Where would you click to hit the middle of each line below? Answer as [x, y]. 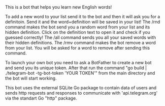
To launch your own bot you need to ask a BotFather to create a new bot [78, 63]
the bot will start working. [31, 78]
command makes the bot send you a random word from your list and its [78, 27]
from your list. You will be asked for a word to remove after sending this [78, 48]
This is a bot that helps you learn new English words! [59, 7]
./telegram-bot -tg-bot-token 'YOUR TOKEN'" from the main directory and [80, 73]
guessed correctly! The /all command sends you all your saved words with [81, 37]
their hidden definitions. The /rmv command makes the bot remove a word [81, 43]
